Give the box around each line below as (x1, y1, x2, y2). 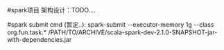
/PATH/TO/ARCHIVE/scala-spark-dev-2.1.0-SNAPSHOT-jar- (48, 28, 218, 36)
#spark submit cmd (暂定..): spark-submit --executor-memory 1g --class (7, 21, 214, 29)
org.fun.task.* (7, 28, 47, 36)
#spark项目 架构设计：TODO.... (7, 6, 96, 14)
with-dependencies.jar (7, 36, 72, 43)
